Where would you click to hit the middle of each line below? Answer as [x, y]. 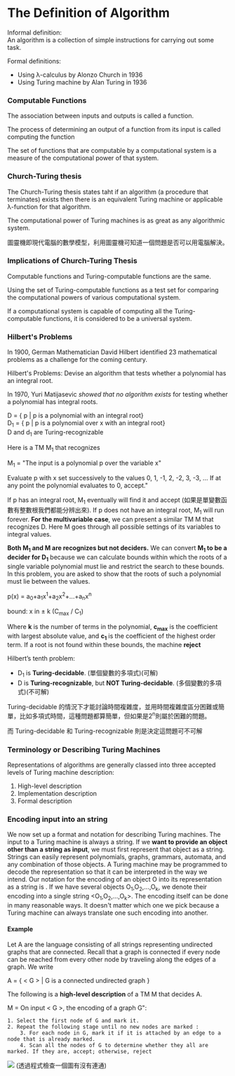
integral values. [29, 534]
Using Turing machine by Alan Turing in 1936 [82, 82]
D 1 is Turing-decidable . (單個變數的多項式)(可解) [88, 674]
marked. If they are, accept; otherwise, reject [80, 1052]
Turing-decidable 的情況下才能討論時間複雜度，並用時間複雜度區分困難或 [113, 707]
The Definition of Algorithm [89, 13]
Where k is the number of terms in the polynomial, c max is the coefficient [113, 627]
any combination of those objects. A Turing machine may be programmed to [117, 865]
